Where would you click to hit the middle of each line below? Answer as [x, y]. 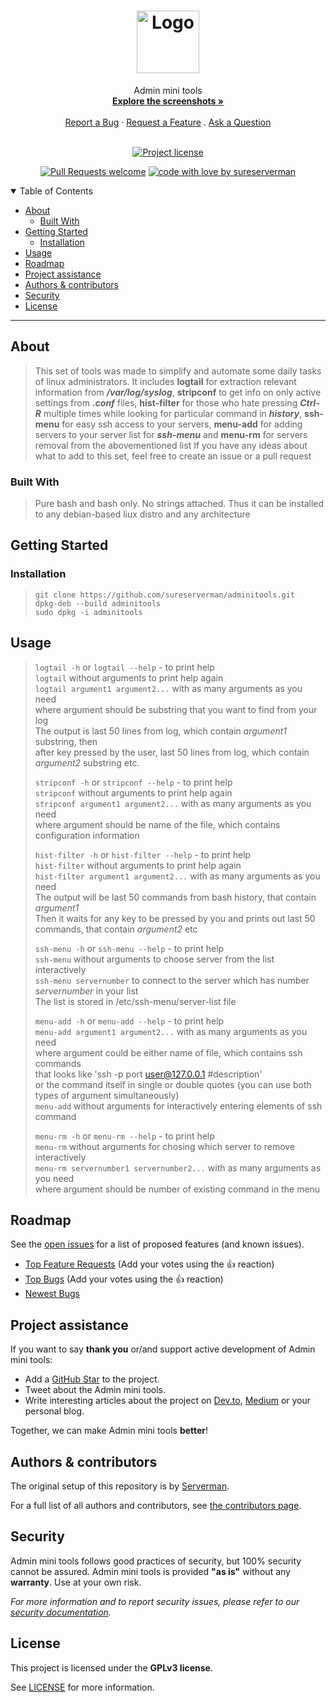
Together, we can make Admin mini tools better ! [109, 1431]
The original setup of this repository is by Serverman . [120, 1486]
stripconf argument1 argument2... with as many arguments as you [173, 803]
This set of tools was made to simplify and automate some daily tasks [178, 371]
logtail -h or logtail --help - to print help [124, 667]
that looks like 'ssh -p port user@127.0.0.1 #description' [148, 1074]
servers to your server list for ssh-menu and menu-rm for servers [171, 434]
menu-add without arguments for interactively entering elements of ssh [178, 1106]
